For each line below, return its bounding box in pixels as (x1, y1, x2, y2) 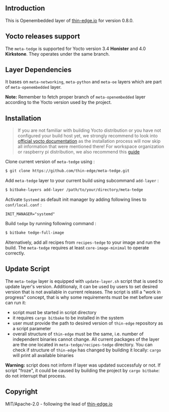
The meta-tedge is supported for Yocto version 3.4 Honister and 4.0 (5, 45, 146, 51)
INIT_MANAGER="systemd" (5, 212, 55, 217)
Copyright (5, 387, 38, 396)
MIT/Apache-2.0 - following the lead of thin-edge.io (5, 401, 112, 407)
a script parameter (12, 325, 51, 331)
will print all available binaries (12, 352, 74, 358)
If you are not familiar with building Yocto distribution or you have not (17, 127, 161, 133)
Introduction (5, 4, 45, 13)
